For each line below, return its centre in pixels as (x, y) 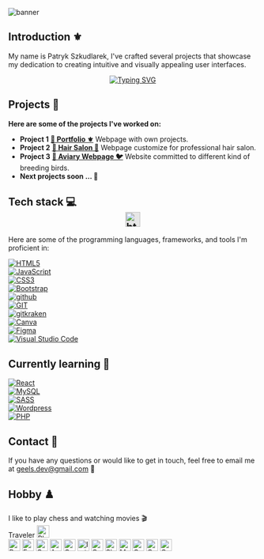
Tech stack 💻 (43, 202)
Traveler (22, 534)
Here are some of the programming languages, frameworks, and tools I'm (128, 240)
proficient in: (29, 248)
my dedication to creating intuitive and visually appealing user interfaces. (127, 64)
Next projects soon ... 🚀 (59, 176)
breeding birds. (44, 168)
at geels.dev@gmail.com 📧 (52, 469)
